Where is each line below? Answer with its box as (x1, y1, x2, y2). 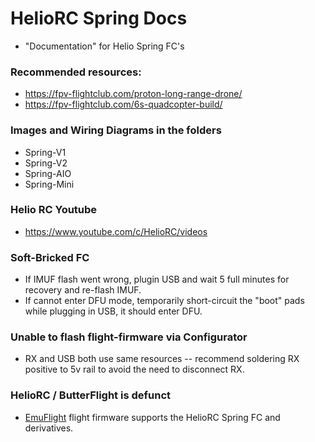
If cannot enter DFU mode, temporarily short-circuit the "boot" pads (24, 295, 305, 307)
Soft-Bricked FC (10, 250, 90, 264)
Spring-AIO (24, 167, 72, 179)
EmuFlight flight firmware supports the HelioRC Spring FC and (24, 411, 281, 423)
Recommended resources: (10, 65, 142, 79)
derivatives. (24, 422, 74, 434)
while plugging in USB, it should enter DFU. (24, 305, 203, 317)
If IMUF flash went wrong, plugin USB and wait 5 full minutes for (24, 273, 290, 286)
